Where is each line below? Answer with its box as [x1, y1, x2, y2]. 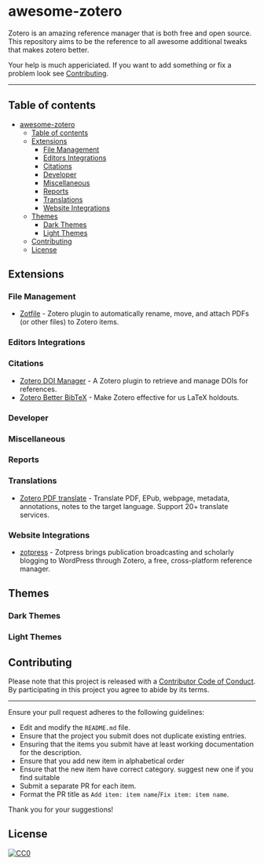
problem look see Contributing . [8, 68, 108, 78]
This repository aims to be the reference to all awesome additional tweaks [8, 36, 247, 46]
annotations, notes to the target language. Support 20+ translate [19, 501, 229, 511]
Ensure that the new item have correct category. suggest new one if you [19, 764, 254, 774]
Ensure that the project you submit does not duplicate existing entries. [19, 731, 247, 741]
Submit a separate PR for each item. [19, 781, 137, 791]
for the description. [19, 748, 82, 757]
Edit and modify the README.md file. [19, 723, 131, 732]
